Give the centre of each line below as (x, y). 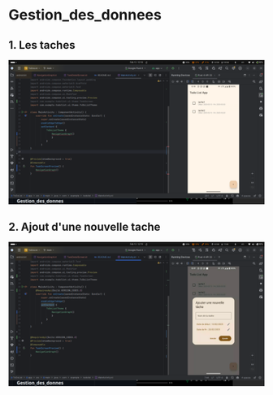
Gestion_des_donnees (85, 15)
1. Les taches (42, 45)
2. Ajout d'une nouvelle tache (84, 226)
